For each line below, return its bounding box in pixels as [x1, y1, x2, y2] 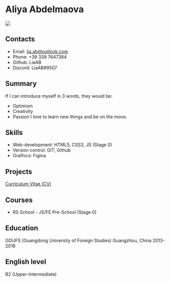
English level [5, 258, 47, 266]
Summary [5, 79, 37, 88]
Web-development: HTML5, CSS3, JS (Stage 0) [12, 142, 113, 148]
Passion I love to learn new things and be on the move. [12, 114, 127, 120]
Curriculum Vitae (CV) [5, 181, 52, 187]
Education [5, 224, 39, 233]
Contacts [5, 35, 36, 44]
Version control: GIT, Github [12, 147, 71, 153]
